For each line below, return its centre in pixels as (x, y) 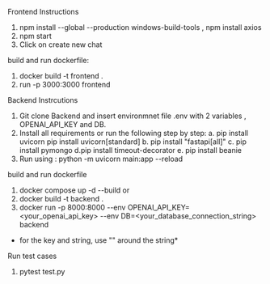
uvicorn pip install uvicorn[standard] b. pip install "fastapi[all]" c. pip (133, 142)
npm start (35, 36)
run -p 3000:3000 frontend (65, 85)
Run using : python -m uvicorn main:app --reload (101, 159)
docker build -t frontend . (61, 76)
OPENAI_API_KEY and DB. (63, 124)
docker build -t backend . (61, 199)
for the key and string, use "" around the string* (99, 240)
